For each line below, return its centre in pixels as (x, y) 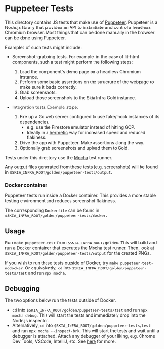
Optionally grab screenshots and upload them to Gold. (74, 148)
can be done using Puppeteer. (35, 38)
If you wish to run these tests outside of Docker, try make (62, 263)
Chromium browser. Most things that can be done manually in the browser (80, 32)
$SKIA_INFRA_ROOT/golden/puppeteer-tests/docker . (56, 215)
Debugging (23, 288)
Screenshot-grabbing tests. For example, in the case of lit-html (75, 56)
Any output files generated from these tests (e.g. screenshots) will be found (82, 167)
